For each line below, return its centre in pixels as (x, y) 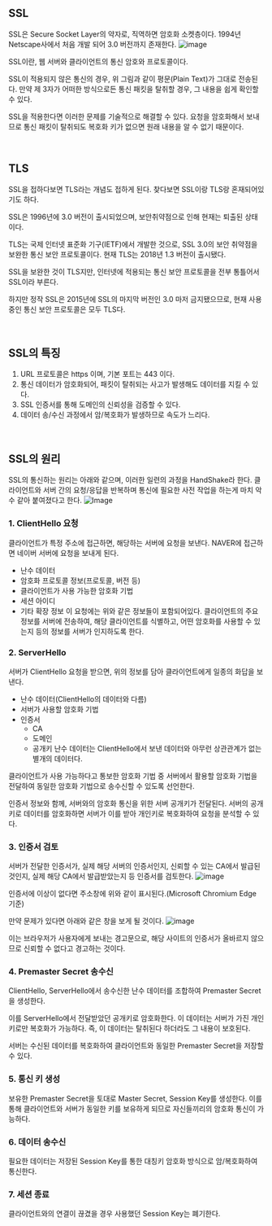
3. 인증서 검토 (34, 847)
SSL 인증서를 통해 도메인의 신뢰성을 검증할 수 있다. (100, 405)
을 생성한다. (27, 1001)
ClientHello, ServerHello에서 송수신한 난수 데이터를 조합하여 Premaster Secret (135, 991)
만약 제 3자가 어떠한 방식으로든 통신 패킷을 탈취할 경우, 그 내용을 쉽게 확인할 (139, 89)
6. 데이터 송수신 (37, 1141)
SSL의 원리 (35, 459)
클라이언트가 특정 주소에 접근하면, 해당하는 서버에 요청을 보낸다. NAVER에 (125, 543)
